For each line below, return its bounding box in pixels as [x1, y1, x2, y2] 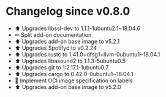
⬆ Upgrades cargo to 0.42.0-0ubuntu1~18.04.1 [14, 70, 134, 77]
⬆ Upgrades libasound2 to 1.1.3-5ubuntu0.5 [14, 57, 126, 64]
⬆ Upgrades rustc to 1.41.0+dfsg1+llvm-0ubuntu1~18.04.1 [14, 50, 160, 58]
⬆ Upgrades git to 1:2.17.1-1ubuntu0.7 [14, 63, 109, 71]
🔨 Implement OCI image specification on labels [14, 77, 133, 84]
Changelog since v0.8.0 [6, 4, 130, 18]
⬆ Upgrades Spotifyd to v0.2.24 [14, 44, 97, 52]
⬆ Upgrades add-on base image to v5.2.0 [14, 83, 121, 90]
